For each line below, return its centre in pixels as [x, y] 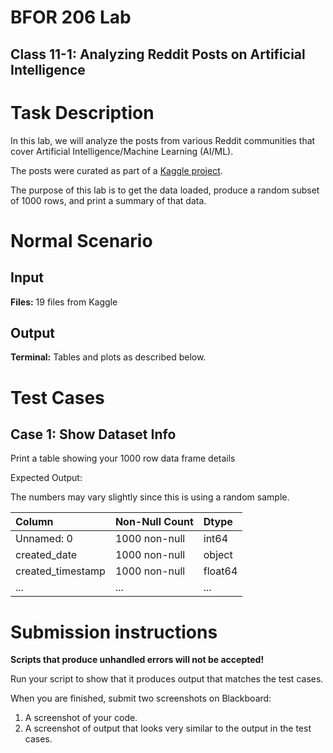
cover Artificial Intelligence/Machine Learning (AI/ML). [122, 151]
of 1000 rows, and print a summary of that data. [108, 200]
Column [34, 522]
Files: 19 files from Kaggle [64, 302]
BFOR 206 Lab [71, 17]
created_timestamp [60, 571]
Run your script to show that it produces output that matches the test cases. [167, 679]
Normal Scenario [81, 240]
